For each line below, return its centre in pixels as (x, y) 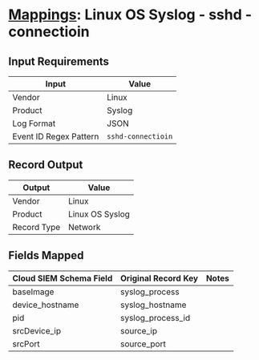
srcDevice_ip (37, 330)
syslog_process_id (155, 318)
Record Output (46, 165)
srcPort (26, 344)
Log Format (34, 123)
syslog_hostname (153, 305)
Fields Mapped (46, 255)
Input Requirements (59, 61)
